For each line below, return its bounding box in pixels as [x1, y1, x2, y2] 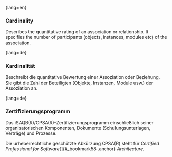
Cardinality [5, 17, 34, 24]
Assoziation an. [5, 85, 38, 91]
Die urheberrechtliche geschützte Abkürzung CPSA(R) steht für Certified [5, 140, 159, 146]
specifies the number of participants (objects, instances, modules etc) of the [5, 34, 167, 41]
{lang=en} [5, 5, 27, 10]
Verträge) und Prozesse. [5, 130, 57, 136]
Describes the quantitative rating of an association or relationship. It [5, 29, 149, 35]
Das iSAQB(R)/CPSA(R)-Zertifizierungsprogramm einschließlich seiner [5, 119, 154, 125]
